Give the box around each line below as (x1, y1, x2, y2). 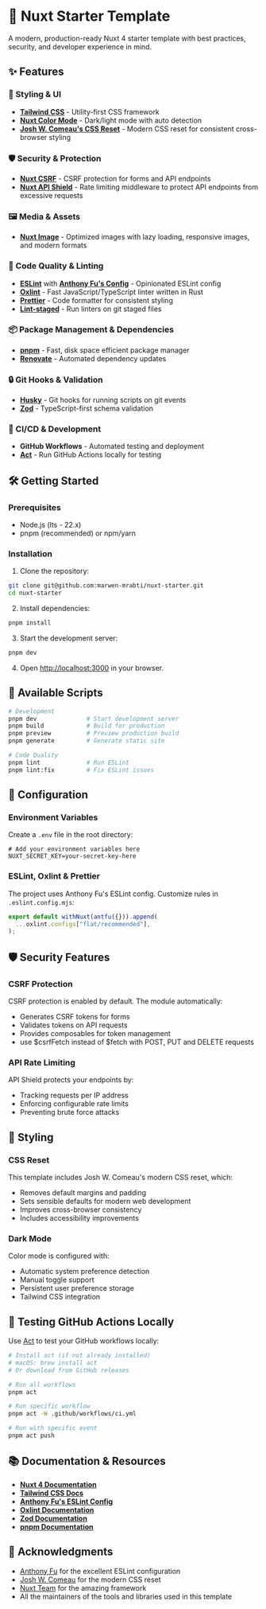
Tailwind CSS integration (19, 1292, 101, 1302)
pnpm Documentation (19, 1521, 94, 1531)
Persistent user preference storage (19, 1284, 135, 1293)
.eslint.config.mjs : (8, 897, 75, 906)
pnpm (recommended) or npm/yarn (19, 528, 137, 538)
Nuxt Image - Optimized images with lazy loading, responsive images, (19, 232, 250, 242)
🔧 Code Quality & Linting (8, 260, 104, 271)
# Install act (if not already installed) (8, 1352, 151, 1360)
